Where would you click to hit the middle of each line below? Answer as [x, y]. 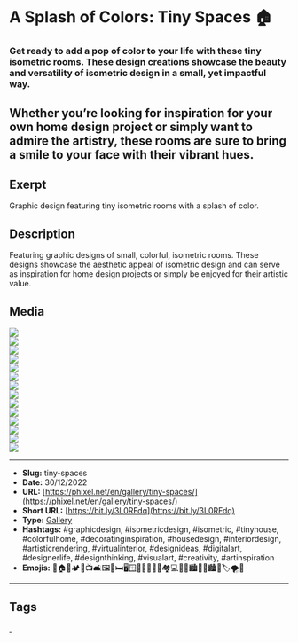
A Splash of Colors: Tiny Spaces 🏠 [141, 17]
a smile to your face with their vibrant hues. [132, 155]
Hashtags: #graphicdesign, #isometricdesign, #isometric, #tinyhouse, [150, 529]
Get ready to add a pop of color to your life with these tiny [135, 51]
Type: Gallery [47, 520]
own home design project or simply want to [131, 126]
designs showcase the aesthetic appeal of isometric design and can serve [145, 265]
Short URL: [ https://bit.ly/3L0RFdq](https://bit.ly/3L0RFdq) [128, 510]
